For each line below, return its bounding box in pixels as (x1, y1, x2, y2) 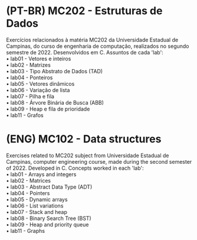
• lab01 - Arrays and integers (6, 170, 77, 178)
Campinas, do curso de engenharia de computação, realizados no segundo (6, 43, 190, 50)
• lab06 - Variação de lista (6, 86, 70, 93)
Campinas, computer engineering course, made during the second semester (6, 158, 192, 165)
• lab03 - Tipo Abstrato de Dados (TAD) (6, 67, 103, 74)
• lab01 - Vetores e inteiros (6, 55, 71, 62)
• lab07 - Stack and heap (6, 208, 68, 215)
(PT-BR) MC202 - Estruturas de (6, 4, 163, 18)
